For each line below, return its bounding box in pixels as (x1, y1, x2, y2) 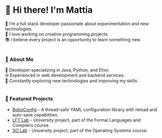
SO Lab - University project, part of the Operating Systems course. (12, 127, 148, 133)
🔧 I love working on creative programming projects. (5, 31, 109, 37)
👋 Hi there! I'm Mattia (5, 4, 93, 16)
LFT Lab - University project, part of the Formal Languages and (12, 117, 141, 123)
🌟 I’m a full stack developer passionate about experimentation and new (5, 21, 149, 27)
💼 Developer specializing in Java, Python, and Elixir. (5, 67, 110, 73)
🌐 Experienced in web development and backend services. (5, 72, 125, 78)
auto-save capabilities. (12, 111, 59, 117)
